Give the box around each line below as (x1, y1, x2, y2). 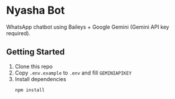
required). (6, 29, 31, 36)
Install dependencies (14, 75, 67, 82)
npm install (14, 87, 45, 93)
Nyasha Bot (6, 4, 65, 17)
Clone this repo (14, 63, 53, 70)
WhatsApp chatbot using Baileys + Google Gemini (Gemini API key (6, 23, 170, 30)
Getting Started (6, 47, 65, 57)
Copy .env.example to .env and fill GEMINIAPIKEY (14, 69, 132, 76)
